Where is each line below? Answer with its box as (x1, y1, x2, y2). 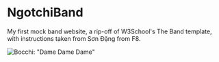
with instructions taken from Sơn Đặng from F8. (7, 34, 141, 42)
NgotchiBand (7, 5, 83, 20)
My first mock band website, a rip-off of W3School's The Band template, (7, 27, 212, 35)
